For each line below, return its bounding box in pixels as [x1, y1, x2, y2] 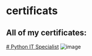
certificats [6, 4, 58, 18]
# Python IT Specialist [6, 43, 59, 50]
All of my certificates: [6, 28, 87, 38]
